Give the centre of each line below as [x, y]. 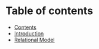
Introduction [29, 33]
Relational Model [34, 40]
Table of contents [49, 11]
